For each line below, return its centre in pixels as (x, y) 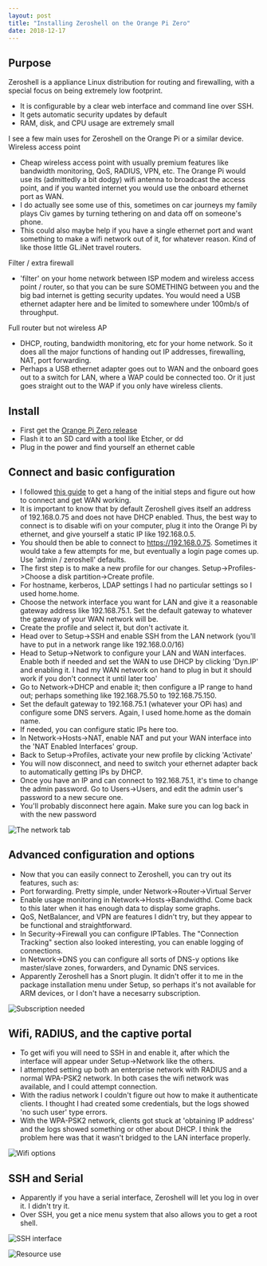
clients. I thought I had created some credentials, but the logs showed (134, 1104)
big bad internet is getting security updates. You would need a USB (130, 296)
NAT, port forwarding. (55, 360)
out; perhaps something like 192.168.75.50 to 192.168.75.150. (118, 695)
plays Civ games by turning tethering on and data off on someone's (130, 213)
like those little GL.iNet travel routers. (80, 248)
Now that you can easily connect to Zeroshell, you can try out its (126, 874)
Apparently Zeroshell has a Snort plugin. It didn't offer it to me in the (132, 976)
